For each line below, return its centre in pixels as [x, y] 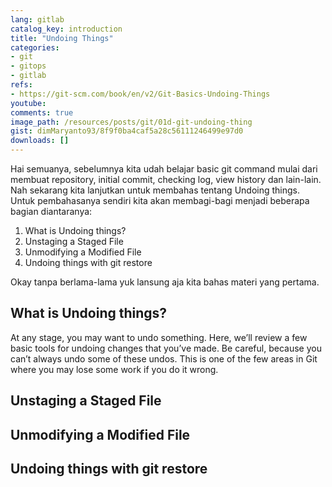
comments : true [42, 112]
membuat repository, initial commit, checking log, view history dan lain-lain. [166, 179]
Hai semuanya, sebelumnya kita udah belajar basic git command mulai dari [164, 169]
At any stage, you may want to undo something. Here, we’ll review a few [159, 337]
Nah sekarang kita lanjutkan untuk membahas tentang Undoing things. [155, 190]
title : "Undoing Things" [62, 38]
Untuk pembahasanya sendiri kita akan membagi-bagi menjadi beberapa [160, 200]
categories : [35, 47]
